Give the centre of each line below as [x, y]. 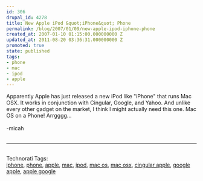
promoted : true [25, 46]
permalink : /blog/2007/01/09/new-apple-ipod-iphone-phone [81, 29]
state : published [28, 51]
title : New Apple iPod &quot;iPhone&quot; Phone [69, 23]
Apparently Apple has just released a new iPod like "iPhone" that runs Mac [99, 97]
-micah [15, 129]
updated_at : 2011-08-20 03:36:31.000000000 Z [64, 40]
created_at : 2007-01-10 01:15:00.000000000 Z [64, 34]
